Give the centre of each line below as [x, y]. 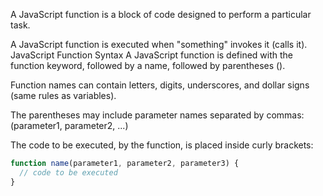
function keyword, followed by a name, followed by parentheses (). [148, 65]
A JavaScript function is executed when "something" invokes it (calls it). [159, 44]
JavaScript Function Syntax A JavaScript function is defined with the [152, 55]
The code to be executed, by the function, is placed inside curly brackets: [162, 145]
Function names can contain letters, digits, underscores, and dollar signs [160, 85]
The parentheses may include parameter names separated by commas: [157, 115]
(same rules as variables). [63, 95]
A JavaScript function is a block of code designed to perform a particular [161, 14]
